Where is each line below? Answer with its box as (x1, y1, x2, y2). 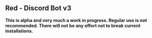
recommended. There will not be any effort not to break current (5, 22, 141, 28)
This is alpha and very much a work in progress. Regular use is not (5, 17, 147, 23)
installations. (5, 27, 34, 34)
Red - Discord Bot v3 (5, 4, 72, 12)
